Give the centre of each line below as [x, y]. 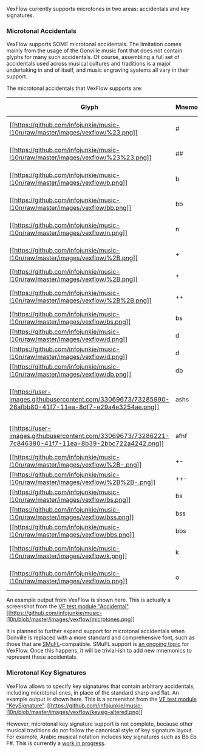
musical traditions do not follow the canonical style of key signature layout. [100, 730]
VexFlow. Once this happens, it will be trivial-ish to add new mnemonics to [99, 651]
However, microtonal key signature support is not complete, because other [100, 724]
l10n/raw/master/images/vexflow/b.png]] [69, 183]
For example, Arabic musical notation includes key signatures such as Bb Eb [102, 737]
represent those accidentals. [42, 657]
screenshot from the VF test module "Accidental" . [68, 606]
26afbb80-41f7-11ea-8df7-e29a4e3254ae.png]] [84, 407]
